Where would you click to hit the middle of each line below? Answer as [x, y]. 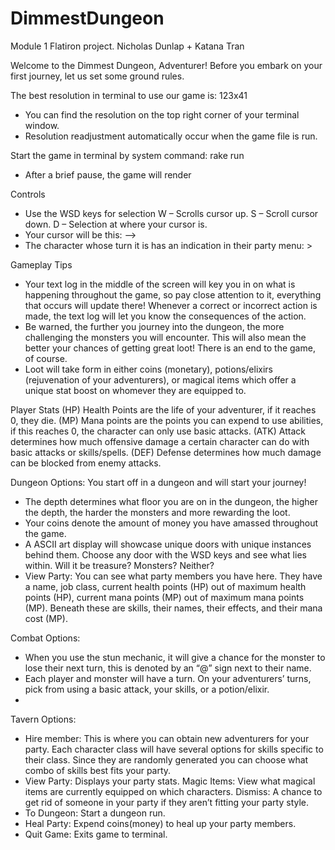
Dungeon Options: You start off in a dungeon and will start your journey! [158, 482]
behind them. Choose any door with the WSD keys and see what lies [165, 554]
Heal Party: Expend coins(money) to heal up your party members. [160, 823]
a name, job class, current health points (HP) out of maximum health [165, 586]
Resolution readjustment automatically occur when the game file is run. [171, 136]
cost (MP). [46, 618]
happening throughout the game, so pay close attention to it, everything [173, 294]
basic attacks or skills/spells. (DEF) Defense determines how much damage [166, 452]
